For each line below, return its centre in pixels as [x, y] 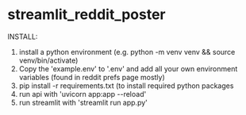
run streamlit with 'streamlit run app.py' [83, 102]
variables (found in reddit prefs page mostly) [92, 77]
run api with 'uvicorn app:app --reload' [83, 94]
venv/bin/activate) [48, 60]
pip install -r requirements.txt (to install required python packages [126, 86]
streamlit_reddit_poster [86, 15]
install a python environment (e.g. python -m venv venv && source [127, 52]
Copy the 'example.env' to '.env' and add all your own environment [128, 68]
